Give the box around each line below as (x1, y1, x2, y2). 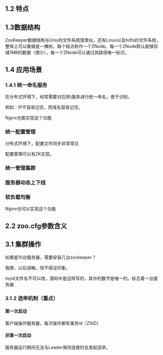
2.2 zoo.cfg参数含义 (5, 222, 68, 230)
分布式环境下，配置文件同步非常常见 (5, 141, 79, 147)
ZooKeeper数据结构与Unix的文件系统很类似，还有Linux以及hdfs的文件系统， (5, 37, 161, 43)
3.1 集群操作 (5, 240, 41, 249)
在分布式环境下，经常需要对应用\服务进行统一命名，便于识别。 (5, 94, 132, 100)
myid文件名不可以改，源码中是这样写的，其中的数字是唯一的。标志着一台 (5, 275, 154, 281)
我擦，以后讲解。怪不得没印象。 (5, 264, 70, 271)
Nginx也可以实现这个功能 (5, 206, 56, 212)
